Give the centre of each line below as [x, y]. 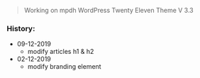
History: [21, 28]
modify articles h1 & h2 [61, 52]
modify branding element [64, 67]
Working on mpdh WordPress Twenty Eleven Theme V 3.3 [109, 10]
